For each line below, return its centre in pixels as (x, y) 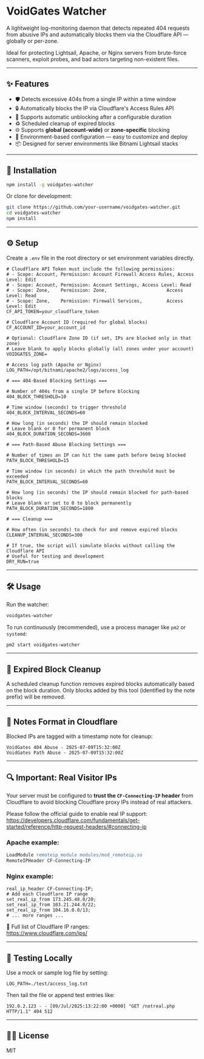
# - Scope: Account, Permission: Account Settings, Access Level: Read (99, 285)
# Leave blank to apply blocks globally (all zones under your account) (100, 349)
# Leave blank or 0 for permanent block (58, 429)
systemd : (17, 633)
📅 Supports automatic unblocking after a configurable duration (93, 117)
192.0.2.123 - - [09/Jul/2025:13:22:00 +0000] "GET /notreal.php (90, 1006)
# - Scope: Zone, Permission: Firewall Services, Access (95, 301)
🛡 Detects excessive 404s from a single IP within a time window (95, 99)
